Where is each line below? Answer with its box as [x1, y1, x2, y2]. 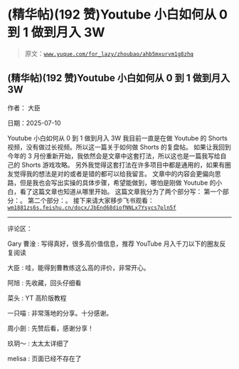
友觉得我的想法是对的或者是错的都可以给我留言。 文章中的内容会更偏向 [7, 169, 215, 178]
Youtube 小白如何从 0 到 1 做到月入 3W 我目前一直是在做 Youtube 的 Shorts [7, 133, 228, 142]
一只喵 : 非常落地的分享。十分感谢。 [7, 308, 112, 317]
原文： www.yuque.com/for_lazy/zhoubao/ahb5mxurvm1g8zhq [24, 49, 194, 58]
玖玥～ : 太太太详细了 [7, 339, 69, 348]
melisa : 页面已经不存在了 [7, 354, 82, 363]
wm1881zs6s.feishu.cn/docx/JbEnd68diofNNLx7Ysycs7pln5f [7, 204, 176, 211]
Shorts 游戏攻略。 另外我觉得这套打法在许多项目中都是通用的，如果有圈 [21, 160, 231, 169]
